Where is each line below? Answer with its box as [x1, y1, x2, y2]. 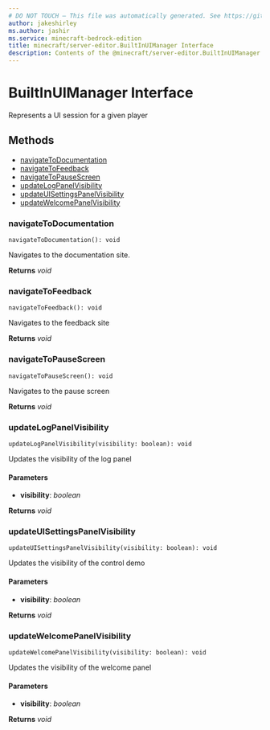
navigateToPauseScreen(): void [8, 371, 113, 380]
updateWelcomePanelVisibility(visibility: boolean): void [8, 648, 207, 656]
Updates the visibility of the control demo [8, 558, 145, 568]
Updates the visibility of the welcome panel [8, 662, 152, 672]
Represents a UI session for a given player [8, 110, 149, 120]
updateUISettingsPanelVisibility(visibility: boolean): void [8, 544, 218, 552]
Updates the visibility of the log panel [8, 453, 132, 463]
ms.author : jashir [8, 27, 70, 35]
